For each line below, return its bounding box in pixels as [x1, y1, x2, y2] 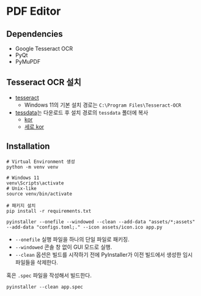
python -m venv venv [6, 164, 59, 170]
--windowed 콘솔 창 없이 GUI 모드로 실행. [15, 243, 112, 251]
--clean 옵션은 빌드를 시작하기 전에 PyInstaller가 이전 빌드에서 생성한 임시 [15, 251, 193, 258]
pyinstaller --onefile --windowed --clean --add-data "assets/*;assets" [6, 219, 196, 225]
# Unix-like [6, 185, 37, 191]
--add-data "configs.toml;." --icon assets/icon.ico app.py [6, 224, 163, 230]
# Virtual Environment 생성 [6, 158, 75, 165]
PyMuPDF [15, 58, 41, 65]
